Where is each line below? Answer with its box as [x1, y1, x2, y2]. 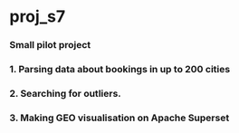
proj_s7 [9, 6, 66, 27]
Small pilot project [9, 39, 91, 52]
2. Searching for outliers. [9, 87, 122, 100]
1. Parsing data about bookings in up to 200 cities [9, 63, 231, 76]
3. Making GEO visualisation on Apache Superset [9, 111, 230, 124]
